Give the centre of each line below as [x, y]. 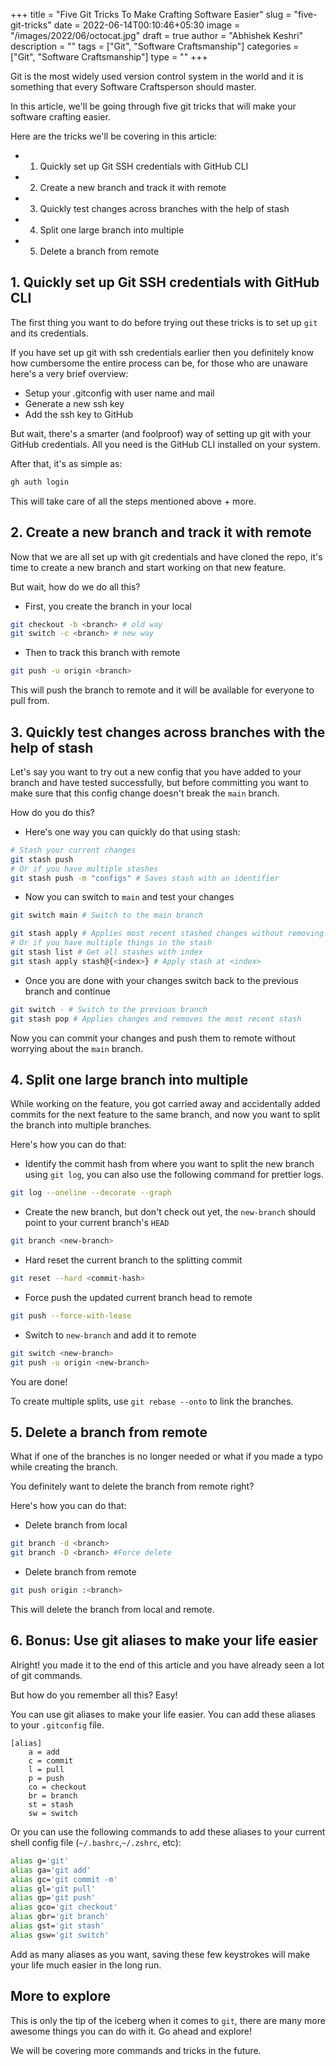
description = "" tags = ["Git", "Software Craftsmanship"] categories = [155, 46]
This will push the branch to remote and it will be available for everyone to [162, 690]
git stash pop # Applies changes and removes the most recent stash [156, 1019]
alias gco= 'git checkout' [64, 1907]
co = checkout [57, 1787]
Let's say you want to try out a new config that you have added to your [156, 771]
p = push [46, 1778]
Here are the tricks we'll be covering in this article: [114, 136]
